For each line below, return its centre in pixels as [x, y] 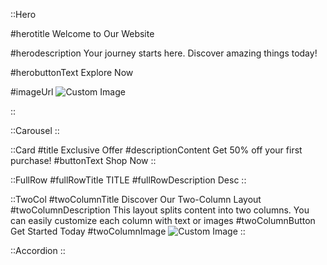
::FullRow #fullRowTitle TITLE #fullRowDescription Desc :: [128, 180]
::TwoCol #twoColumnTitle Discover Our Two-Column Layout [136, 199]
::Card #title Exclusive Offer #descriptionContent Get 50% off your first [156, 150]
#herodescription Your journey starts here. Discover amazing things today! [164, 53]
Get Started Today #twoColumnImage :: [128, 231]
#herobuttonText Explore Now [72, 72]
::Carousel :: [35, 130]
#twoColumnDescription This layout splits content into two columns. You [160, 210]
